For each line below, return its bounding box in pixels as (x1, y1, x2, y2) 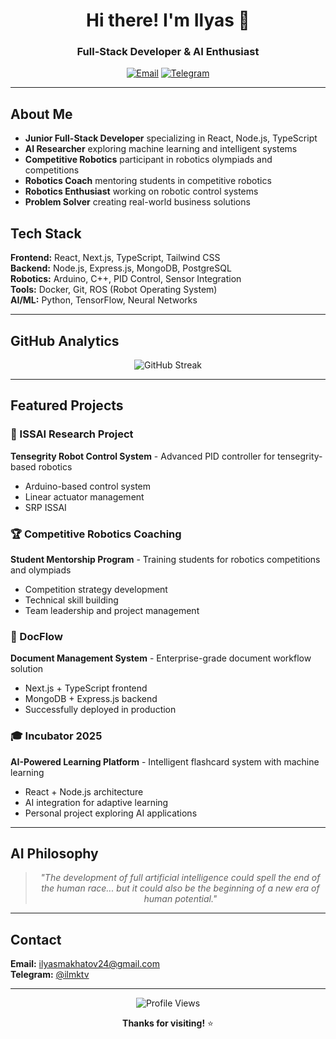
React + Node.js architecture (24, 785, 144, 798)
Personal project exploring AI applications (24, 807, 198, 819)
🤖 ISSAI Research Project (10, 427, 134, 441)
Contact (10, 931, 62, 948)
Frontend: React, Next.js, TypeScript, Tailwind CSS (10, 252, 221, 264)
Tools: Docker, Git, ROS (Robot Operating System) (10, 284, 218, 296)
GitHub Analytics (10, 332, 120, 349)
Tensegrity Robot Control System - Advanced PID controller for (10, 450, 276, 462)
